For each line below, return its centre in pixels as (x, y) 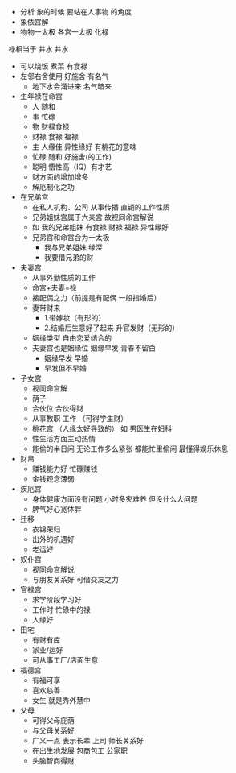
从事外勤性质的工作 (64, 277)
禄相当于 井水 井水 (39, 49)
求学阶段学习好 (57, 599)
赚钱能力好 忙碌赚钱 (65, 469)
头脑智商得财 (53, 761)
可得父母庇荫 (53, 720)
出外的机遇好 (53, 539)
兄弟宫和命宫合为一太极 (71, 237)
